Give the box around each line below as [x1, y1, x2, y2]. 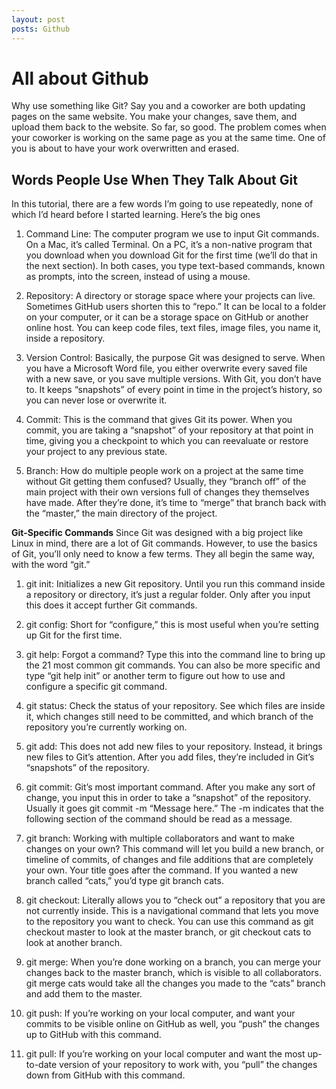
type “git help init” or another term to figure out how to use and [25, 670, 286, 682]
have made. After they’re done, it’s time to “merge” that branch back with [25, 497, 327, 509]
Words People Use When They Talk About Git [11, 171, 298, 188]
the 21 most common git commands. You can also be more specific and [25, 659, 321, 671]
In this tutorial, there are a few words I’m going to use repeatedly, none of [11, 198, 314, 210]
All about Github [11, 67, 149, 90]
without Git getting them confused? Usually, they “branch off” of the [25, 476, 307, 488]
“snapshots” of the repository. [25, 762, 150, 774]
